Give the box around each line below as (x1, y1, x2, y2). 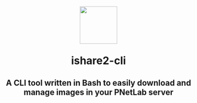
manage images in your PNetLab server (23, 87, 174, 97)
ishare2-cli (70, 54, 127, 68)
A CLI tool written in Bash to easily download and (6, 78, 191, 88)
